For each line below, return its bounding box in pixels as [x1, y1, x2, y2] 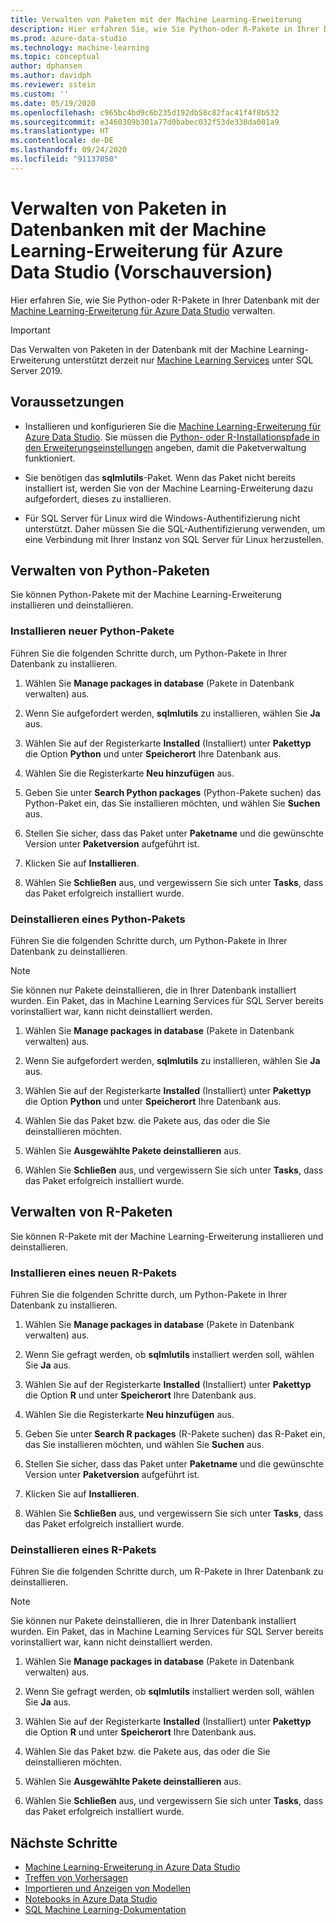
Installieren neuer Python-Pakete [10, 624, 175, 638]
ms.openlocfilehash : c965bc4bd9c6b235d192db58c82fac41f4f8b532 [10, 107, 280, 118]
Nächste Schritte [10, 1834, 118, 1851]
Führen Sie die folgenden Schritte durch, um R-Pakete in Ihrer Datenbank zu [10, 1566, 324, 1578]
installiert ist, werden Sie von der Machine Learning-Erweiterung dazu [24, 482, 314, 494]
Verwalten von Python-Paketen [10, 562, 210, 579]
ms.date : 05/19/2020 [10, 98, 97, 108]
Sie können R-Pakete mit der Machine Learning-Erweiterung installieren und [10, 1230, 324, 1242]
